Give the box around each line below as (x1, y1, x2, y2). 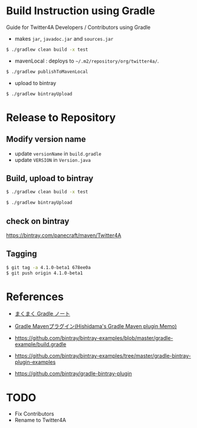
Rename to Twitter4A (14, 417, 67, 424)
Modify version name (6, 134, 86, 144)
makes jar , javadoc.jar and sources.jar (14, 35, 114, 42)
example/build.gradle (14, 341, 67, 348)
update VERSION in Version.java (14, 156, 91, 163)
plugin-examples (14, 359, 56, 366)
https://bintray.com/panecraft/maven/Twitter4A (6, 232, 122, 239)
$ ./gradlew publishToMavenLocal (6, 69, 88, 74)
